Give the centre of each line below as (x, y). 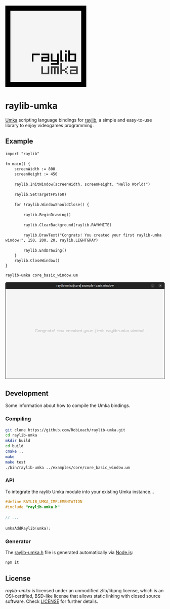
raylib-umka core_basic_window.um (42, 275)
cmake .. (14, 452)
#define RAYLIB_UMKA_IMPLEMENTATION (44, 502)
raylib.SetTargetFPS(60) (40, 194)
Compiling (18, 419)
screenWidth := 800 (35, 169)
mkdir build (18, 441)
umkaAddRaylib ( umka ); (28, 529)
